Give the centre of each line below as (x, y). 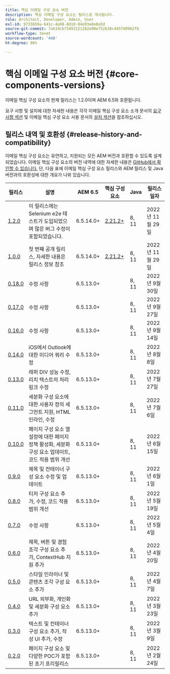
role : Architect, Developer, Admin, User (50, 19)
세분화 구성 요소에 (49, 397)
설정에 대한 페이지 (49, 437)
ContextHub (50, 557)
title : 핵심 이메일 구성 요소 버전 (37, 10)
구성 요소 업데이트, (49, 452)
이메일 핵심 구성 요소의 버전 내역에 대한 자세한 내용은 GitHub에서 (92, 162)
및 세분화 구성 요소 (49, 607)
